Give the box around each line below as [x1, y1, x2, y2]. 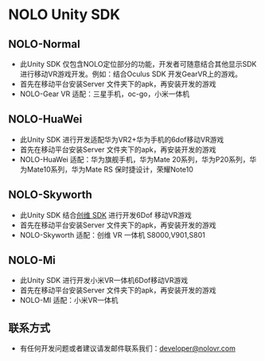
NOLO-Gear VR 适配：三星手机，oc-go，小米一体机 [19, 89, 189, 99]
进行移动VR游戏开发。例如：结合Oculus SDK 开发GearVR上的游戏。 [19, 69, 243, 79]
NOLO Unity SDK [8, 6, 121, 24]
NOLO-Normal [8, 37, 81, 51]
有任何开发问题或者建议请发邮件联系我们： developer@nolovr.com [19, 344, 236, 353]
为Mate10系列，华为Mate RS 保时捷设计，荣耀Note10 [19, 165, 193, 174]
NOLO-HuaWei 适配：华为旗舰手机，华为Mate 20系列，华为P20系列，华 [19, 154, 257, 164]
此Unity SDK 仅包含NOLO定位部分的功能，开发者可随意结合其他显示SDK [19, 60, 257, 68]
